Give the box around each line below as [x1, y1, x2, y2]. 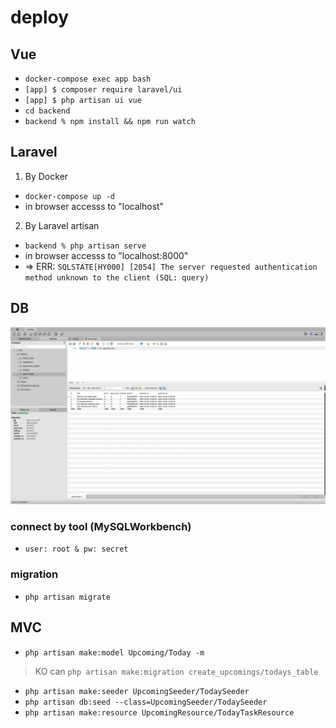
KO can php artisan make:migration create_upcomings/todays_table [34, 665, 319, 677]
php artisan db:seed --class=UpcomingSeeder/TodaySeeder [24, 697, 268, 707]
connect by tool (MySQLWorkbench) [10, 520, 192, 534]
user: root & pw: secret [24, 544, 129, 555]
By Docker [24, 170, 69, 182]
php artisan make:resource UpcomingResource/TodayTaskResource [24, 707, 295, 718]
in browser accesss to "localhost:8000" [24, 249, 189, 261]
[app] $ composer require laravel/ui [24, 85, 183, 95]
